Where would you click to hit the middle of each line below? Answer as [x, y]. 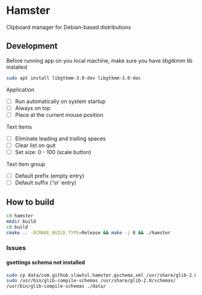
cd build [17, 227]
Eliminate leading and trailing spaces [60, 138]
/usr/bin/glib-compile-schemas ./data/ [56, 287]
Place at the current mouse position [59, 114]
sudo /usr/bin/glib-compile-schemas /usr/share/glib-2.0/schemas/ [91, 281]
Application [20, 89]
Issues [16, 248]
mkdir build [21, 221]
